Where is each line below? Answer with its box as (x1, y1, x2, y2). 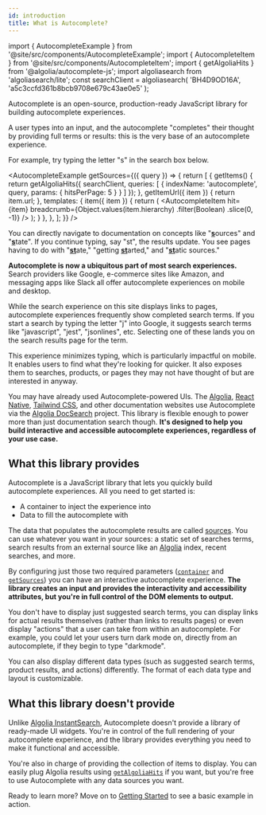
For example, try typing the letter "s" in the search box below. (8, 155, 209, 164)
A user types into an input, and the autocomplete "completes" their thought (8, 123, 255, 132)
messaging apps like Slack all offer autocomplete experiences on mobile (8, 277, 245, 287)
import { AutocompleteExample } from (8, 41, 133, 50)
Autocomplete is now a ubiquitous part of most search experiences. (8, 261, 237, 270)
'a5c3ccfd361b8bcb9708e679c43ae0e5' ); (8, 83, 149, 92)
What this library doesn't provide (8, 696, 175, 710)
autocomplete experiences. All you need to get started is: (8, 487, 196, 496)
